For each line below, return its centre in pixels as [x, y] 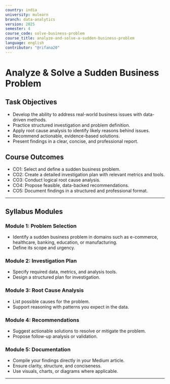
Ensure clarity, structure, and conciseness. [57, 366]
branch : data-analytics [30, 19]
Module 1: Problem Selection [41, 226]
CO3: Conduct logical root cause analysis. [56, 180]
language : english [25, 43]
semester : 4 [18, 29]
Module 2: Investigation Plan [41, 261]
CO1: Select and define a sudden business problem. [67, 169]
